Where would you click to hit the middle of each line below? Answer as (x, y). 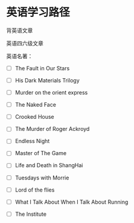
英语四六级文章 (25, 43)
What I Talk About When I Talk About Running (72, 202)
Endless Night (32, 141)
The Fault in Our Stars (42, 68)
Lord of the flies (35, 190)
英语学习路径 (38, 12)
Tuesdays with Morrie (42, 178)
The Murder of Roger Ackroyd (52, 129)
